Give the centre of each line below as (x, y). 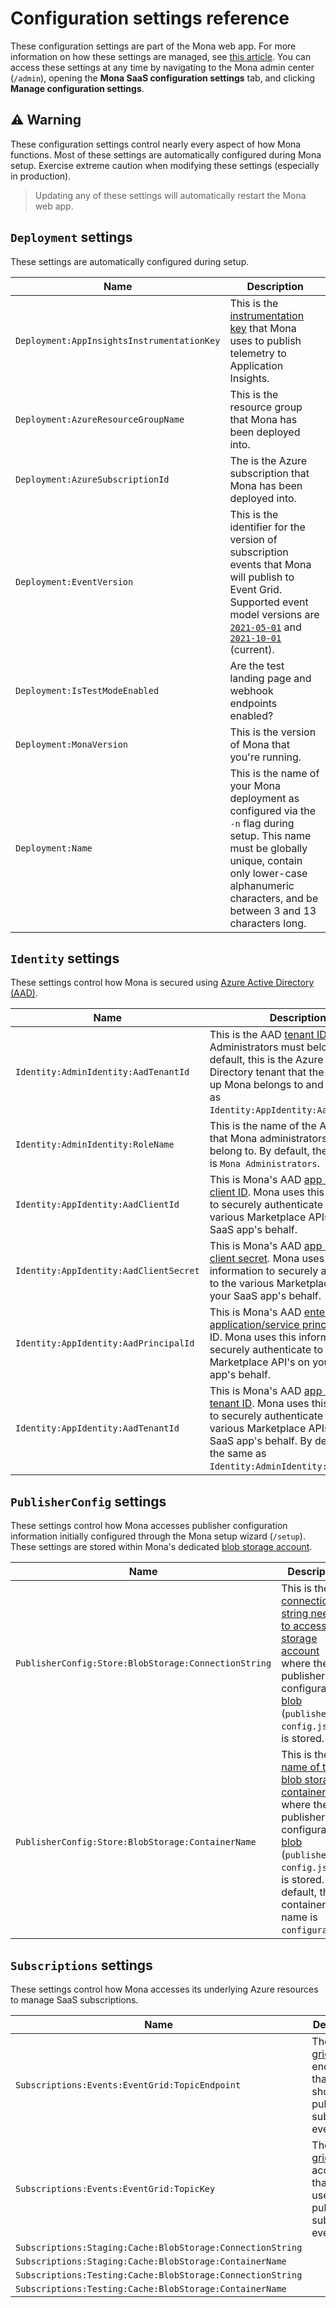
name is (299, 1917)
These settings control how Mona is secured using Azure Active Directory (162, 983)
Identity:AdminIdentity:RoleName (95, 1145)
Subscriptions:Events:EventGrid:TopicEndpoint (128, 2085)
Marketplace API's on (259, 1362)
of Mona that (259, 744)
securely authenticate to (266, 1350)
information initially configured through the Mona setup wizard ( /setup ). (158, 1536)
